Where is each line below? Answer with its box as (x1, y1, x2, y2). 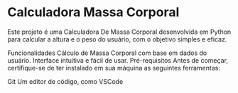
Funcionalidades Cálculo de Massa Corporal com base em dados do (7, 49, 207, 57)
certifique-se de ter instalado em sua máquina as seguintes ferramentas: (7, 63, 220, 72)
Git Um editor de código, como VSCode (7, 77, 124, 85)
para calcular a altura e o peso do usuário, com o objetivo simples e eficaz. (7, 35, 227, 43)
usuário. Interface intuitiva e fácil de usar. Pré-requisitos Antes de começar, (7, 56, 229, 64)
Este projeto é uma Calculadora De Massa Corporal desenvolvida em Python (7, 27, 232, 36)
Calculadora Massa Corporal (7, 4, 180, 20)
